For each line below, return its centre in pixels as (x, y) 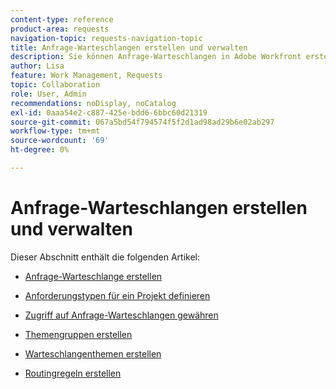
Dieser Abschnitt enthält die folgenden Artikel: (105, 257)
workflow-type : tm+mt (55, 131)
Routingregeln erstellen (73, 373)
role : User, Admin (48, 94)
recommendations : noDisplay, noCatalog (93, 103)
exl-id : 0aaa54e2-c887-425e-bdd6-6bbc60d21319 (109, 112)
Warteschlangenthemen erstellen (93, 353)
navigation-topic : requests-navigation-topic (106, 38)
